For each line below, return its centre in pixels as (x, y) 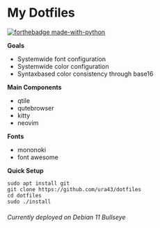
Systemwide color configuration (63, 66)
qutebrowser (35, 108)
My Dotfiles (41, 13)
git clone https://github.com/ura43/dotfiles (74, 189)
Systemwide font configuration (62, 59)
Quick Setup (25, 170)
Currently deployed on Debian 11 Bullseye (67, 217)
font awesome (38, 157)
